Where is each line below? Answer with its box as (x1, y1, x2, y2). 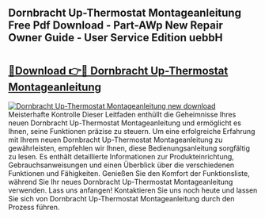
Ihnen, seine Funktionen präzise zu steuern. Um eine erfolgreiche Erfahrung (8, 127, 256, 136)
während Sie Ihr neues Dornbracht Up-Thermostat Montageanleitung (8, 178, 233, 186)
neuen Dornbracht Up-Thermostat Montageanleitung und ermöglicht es (8, 118, 241, 128)
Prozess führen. (8, 202, 60, 212)
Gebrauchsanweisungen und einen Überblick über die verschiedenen (8, 160, 235, 170)
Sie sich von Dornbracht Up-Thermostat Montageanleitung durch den (8, 194, 235, 203)
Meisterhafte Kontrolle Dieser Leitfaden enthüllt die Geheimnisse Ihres (8, 110, 237, 119)
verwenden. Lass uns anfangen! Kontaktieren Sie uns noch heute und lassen (8, 185, 258, 195)
